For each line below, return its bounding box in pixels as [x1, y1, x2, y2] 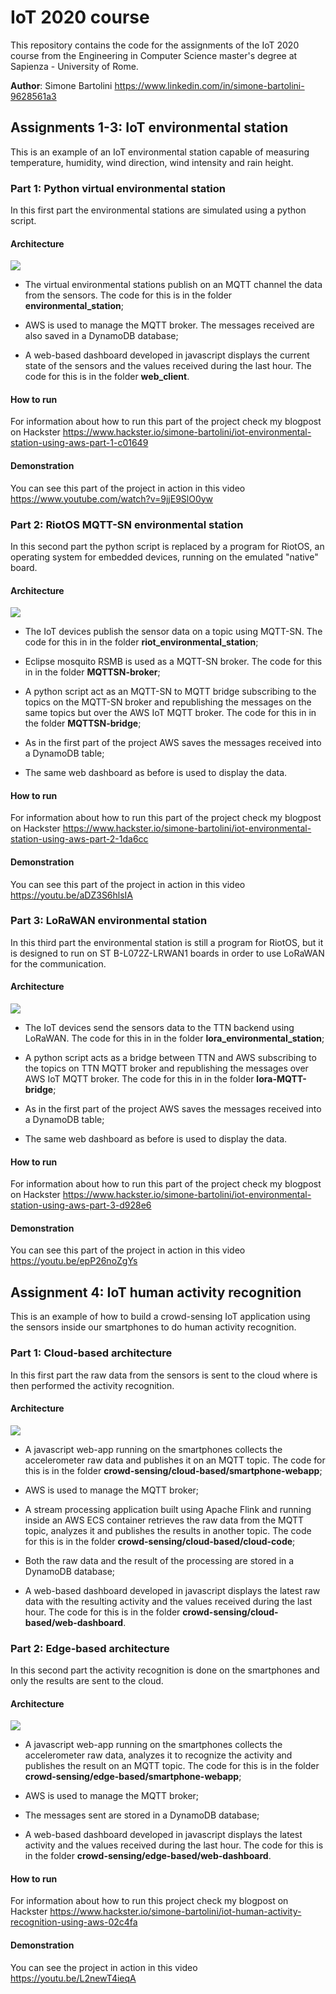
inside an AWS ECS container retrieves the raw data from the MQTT [24, 1514, 305, 1526]
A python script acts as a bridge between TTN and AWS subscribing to [24, 1052, 317, 1064]
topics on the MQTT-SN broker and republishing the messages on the [24, 696, 312, 708]
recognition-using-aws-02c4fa [10, 1916, 138, 1928]
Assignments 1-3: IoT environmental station [10, 119, 289, 136]
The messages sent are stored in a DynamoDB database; [24, 1809, 260, 1821]
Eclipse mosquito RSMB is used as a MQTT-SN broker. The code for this [24, 656, 323, 668]
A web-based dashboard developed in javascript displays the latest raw [24, 1584, 321, 1596]
